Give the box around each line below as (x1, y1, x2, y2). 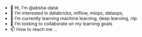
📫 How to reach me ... (10, 26, 58, 32)
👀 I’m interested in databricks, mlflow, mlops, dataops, (10, 10, 124, 16)
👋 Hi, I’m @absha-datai (10, 5, 59, 10)
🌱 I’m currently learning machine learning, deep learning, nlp (10, 15, 137, 21)
